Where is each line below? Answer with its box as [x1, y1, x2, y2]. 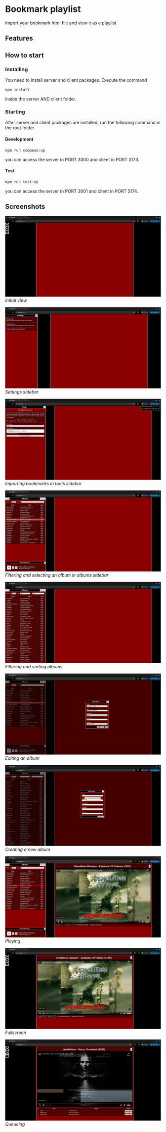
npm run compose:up [5, 148, 45, 153]
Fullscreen [5, 1030, 26, 1035]
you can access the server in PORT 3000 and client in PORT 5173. [5, 156, 140, 162]
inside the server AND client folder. [5, 96, 77, 102]
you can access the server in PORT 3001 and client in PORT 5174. [5, 188, 138, 194]
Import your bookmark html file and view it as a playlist [5, 20, 117, 26]
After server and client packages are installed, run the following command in [5, 120, 161, 126]
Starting [5, 108, 26, 115]
